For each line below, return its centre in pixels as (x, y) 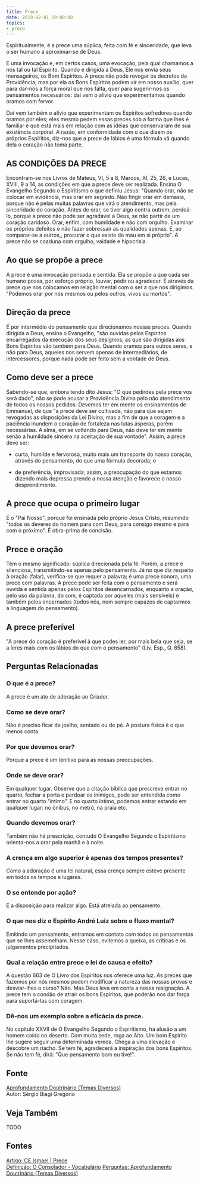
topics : (16, 23)
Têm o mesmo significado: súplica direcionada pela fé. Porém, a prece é (95, 564)
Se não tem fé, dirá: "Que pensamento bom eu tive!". (71, 1055)
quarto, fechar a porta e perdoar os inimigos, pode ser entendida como (93, 795)
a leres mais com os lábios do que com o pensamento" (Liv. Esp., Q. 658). (97, 647)
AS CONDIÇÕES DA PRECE (57, 163)
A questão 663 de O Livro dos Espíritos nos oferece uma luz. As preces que (99, 975)
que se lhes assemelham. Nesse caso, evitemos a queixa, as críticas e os (96, 940)
